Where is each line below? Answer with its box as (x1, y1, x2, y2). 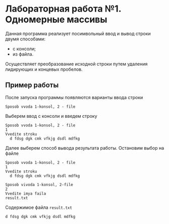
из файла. (12, 51, 34, 57)
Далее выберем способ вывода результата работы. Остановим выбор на (5, 145, 164, 151)
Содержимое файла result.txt (5, 204, 72, 210)
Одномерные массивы (5, 14, 107, 25)
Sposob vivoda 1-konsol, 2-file (5, 182, 73, 187)
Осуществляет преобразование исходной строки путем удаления (5, 61, 148, 67)
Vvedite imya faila (5, 191, 46, 196)
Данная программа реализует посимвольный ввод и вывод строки (5, 30, 151, 36)
